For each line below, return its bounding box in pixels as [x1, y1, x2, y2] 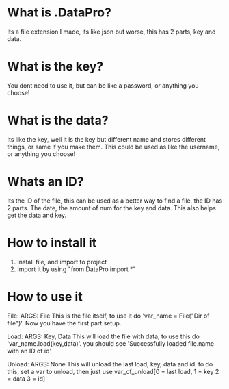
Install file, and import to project [16, 258, 107, 266]
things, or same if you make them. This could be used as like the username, [7, 142, 220, 151]
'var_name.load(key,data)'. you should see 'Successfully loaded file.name [7, 339, 215, 347]
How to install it [7, 235, 97, 251]
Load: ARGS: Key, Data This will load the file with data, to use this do [7, 332, 200, 340]
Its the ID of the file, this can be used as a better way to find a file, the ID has [7, 197, 223, 205]
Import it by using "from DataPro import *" [16, 265, 136, 273]
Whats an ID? [7, 174, 84, 189]
